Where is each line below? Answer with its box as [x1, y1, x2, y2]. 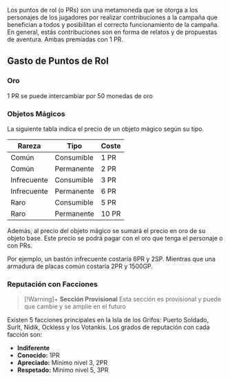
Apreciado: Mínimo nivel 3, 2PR [17, 359, 108, 367]
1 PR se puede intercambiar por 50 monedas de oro [7, 91, 153, 100]
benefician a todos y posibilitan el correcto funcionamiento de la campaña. [7, 21, 219, 28]
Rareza [17, 141, 41, 151]
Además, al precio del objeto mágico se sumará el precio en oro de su [7, 226, 206, 234]
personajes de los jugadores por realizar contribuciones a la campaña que [7, 13, 218, 21]
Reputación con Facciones [7, 279, 98, 289]
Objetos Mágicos [7, 109, 65, 118]
